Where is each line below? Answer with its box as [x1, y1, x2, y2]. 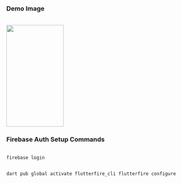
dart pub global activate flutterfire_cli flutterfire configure [6, 170, 176, 177]
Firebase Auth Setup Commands [6, 135, 105, 144]
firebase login [6, 154, 45, 160]
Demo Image [6, 4, 45, 13]
